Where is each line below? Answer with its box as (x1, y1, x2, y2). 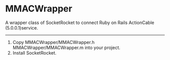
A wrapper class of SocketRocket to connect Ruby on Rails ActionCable (5, 19, 154, 25)
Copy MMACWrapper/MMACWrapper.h (12, 39, 95, 45)
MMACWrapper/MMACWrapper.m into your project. (12, 44, 120, 50)
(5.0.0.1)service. (5, 24, 38, 30)
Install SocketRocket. (12, 49, 57, 55)
